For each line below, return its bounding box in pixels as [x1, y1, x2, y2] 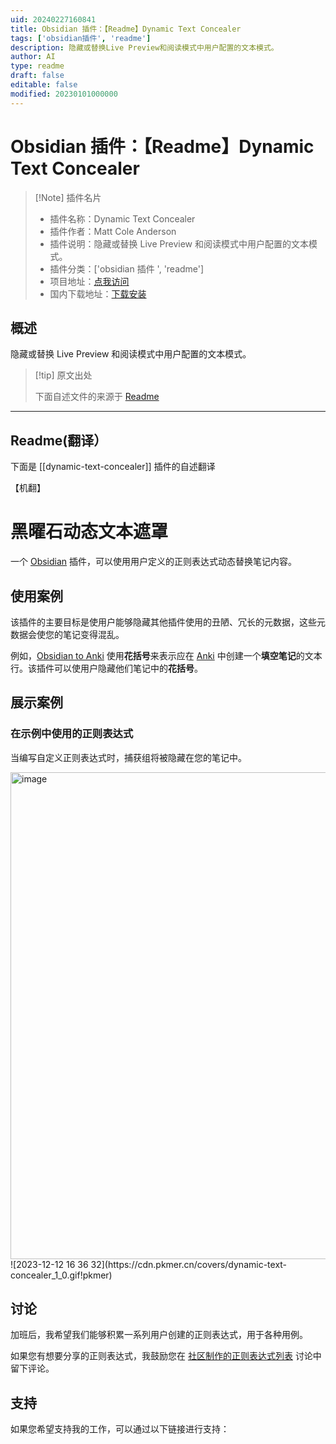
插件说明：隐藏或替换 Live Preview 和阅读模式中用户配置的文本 [49, 237, 309, 250]
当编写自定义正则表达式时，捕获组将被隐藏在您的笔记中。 [10, 751, 247, 763]
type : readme [10, 61, 65, 71]
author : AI [10, 52, 56, 62]
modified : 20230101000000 [10, 89, 118, 99]
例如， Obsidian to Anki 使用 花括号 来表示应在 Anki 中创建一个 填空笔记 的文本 [10, 649, 323, 661]
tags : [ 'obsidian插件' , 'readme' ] [10, 33, 152, 43]
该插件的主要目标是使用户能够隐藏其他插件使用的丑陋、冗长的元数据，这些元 [10, 616, 326, 628]
